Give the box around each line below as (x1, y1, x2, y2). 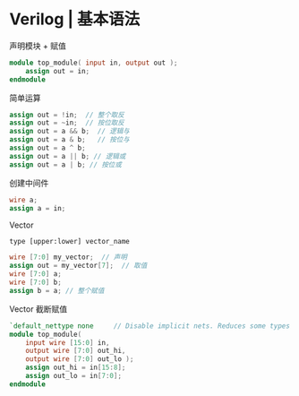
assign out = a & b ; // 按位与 (9, 135, 130, 144)
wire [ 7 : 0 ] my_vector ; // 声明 (9, 253, 128, 262)
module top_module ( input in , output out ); (9, 58, 178, 67)
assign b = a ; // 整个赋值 (9, 286, 105, 295)
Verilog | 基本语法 (9, 9, 141, 30)
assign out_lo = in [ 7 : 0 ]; (25, 372, 123, 381)
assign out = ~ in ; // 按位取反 (9, 118, 125, 127)
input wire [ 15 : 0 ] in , (25, 338, 110, 347)
